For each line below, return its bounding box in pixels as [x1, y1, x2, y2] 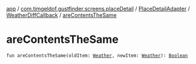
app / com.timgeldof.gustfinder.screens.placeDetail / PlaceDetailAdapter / [6, 5, 191, 12]
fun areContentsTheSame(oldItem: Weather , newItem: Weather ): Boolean [6, 53, 188, 59]
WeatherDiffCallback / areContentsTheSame [6, 11, 117, 19]
